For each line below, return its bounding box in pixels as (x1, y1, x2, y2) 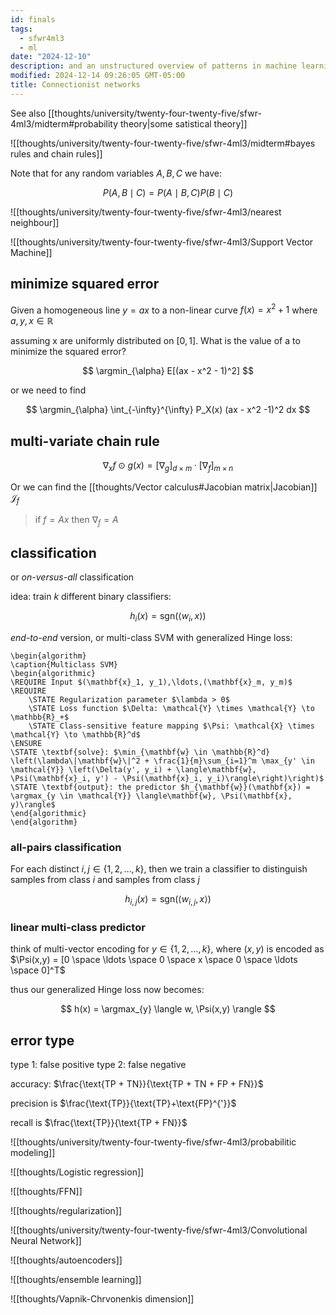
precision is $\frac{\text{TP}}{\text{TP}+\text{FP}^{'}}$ (10, 1097, 237, 1110)
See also (10, 107, 47, 119)
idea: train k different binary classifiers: (10, 591, 172, 603)
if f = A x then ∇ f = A (34, 513, 119, 528)
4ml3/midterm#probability (10, 117, 119, 130)
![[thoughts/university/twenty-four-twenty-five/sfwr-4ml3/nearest (10, 206, 282, 218)
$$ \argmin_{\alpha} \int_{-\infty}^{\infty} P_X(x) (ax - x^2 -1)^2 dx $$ (25, 404, 311, 416)
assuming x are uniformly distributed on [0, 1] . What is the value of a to (10, 335, 301, 347)
